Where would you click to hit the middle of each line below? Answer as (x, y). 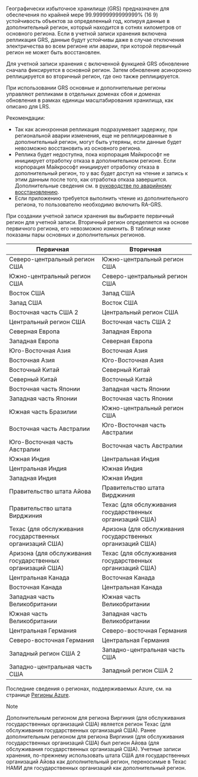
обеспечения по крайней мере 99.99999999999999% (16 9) (82, 15)
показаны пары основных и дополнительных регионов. (76, 235)
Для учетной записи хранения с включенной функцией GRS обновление (98, 64)
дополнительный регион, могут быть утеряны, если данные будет (98, 142)
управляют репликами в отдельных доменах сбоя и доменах (83, 94)
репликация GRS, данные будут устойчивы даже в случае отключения (95, 40)
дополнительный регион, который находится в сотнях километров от (94, 27)
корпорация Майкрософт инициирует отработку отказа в (87, 167)
